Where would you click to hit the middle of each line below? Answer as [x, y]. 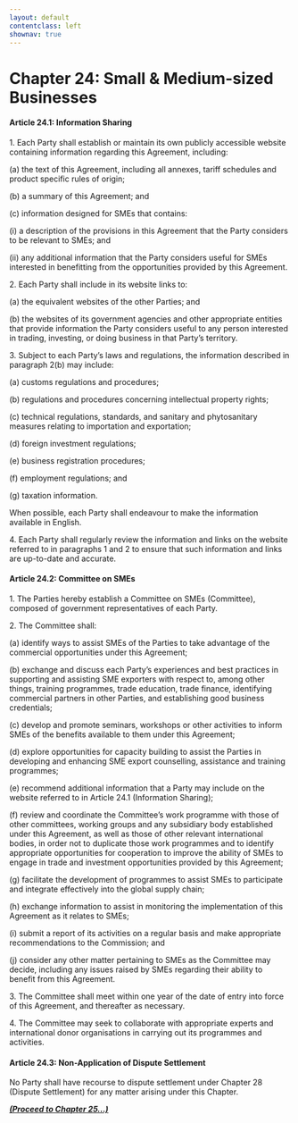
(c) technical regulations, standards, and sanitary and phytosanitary [133, 416]
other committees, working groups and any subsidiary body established [141, 824]
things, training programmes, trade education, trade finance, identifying [141, 688]
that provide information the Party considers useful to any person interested [149, 328]
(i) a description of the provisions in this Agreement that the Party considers [149, 230]
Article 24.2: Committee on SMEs [72, 579]
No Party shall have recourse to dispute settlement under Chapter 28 [136, 1083]
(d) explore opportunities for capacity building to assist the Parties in [135, 751]
